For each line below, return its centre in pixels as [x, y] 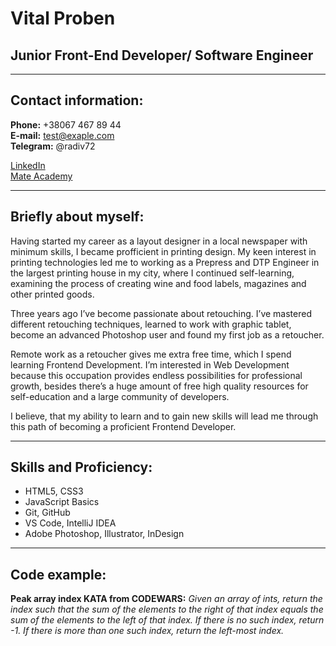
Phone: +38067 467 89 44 [66, 124]
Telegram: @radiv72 [53, 146]
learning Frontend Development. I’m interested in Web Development [150, 364]
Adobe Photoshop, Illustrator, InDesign [104, 534]
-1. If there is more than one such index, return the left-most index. [147, 631]
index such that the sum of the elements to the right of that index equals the [167, 609]
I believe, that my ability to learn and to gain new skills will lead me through [164, 416]
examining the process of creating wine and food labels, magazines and [158, 283]
